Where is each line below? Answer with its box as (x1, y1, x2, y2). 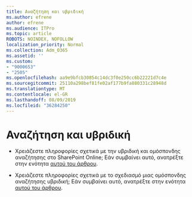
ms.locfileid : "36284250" (6, 102, 70, 109)
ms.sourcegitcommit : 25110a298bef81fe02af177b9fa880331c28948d (6, 81, 167, 87)
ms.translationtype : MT (6, 86, 66, 92)
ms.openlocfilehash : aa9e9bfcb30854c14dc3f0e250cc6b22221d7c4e (6, 75, 167, 81)
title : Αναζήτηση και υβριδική (6, 8, 84, 15)
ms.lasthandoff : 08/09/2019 (6, 97, 76, 103)
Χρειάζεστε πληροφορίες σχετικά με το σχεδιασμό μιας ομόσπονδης (14, 171, 187, 179)
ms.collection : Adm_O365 (6, 47, 68, 53)
